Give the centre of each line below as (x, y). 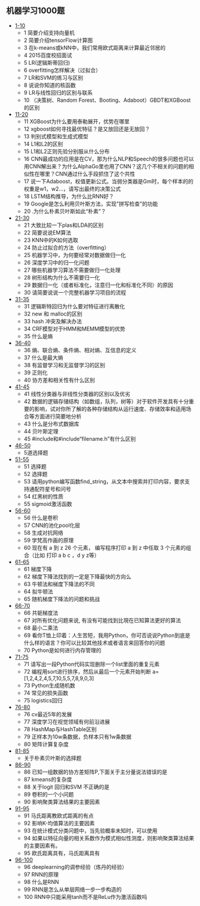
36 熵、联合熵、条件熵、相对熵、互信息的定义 (80, 350)
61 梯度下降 (38, 569)
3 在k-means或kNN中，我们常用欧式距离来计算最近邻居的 (95, 47)
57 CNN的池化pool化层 (52, 525)
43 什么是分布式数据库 (51, 423)
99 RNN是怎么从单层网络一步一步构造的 (73, 889)
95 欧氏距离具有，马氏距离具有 (62, 853)
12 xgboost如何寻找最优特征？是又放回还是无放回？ (87, 129)
